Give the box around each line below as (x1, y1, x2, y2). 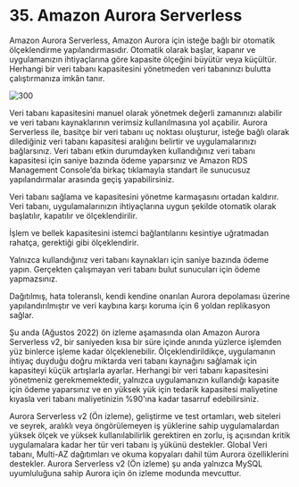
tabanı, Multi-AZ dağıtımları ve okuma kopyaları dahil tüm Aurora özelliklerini (9, 449, 289, 459)
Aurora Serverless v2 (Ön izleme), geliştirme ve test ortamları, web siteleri (9, 410, 281, 421)
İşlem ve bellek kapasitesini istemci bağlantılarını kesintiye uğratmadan (9, 227, 270, 238)
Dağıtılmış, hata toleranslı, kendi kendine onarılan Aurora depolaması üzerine (9, 290, 290, 301)
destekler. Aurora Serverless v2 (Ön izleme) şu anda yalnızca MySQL (9, 458, 263, 469)
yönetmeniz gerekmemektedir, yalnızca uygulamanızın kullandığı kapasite (9, 374, 279, 385)
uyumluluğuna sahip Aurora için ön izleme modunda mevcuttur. (9, 467, 242, 478)
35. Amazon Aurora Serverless (9, 5, 243, 26)
